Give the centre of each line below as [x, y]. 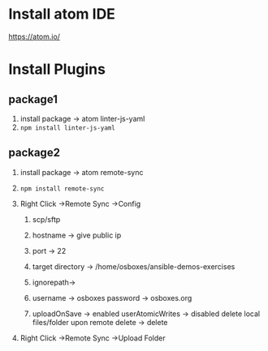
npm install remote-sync [62, 188]
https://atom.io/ [35, 36]
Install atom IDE [62, 14]
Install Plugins [57, 69]
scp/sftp [46, 219]
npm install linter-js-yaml [67, 128]
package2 [35, 153]
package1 [33, 99]
